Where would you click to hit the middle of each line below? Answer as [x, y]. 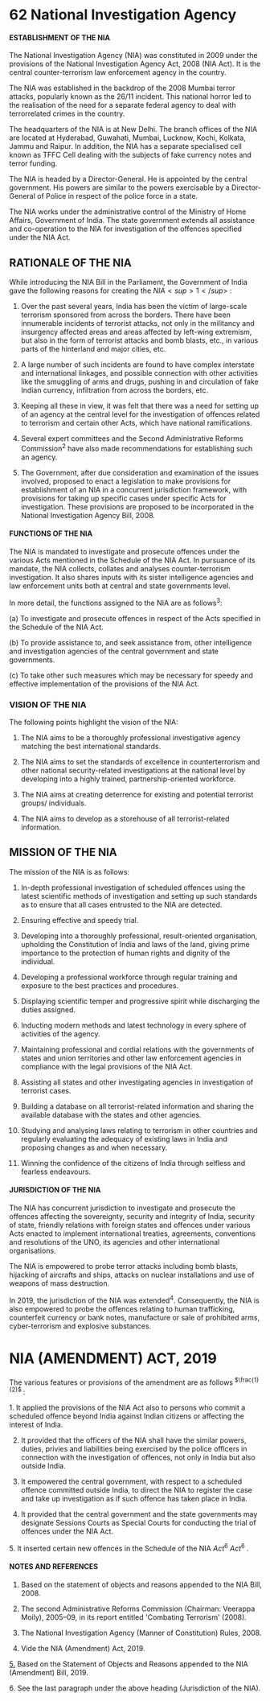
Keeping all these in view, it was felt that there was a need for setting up [140, 406]
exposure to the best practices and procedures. [100, 985]
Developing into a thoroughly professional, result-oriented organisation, [139, 936]
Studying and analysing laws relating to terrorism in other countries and [139, 1130]
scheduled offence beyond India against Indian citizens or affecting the [127, 1416]
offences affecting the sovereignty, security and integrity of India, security [132, 1217]
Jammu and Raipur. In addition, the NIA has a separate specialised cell [125, 146]
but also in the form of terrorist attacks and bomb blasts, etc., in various [139, 340]
